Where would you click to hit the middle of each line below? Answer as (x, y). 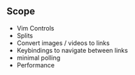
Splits (24, 35)
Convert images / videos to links (63, 43)
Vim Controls (35, 28)
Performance (36, 65)
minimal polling (38, 58)
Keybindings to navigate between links (72, 50)
